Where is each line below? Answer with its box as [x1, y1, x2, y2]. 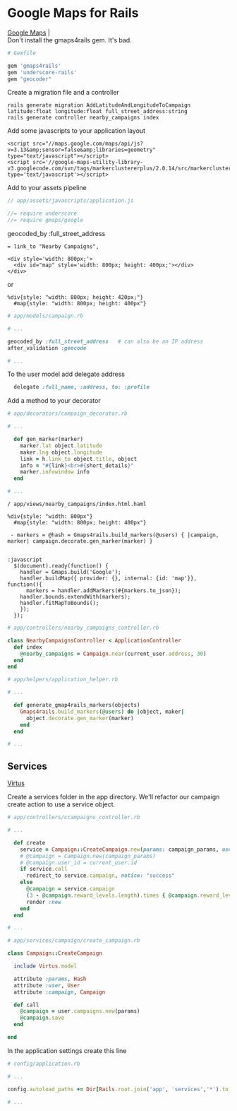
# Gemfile [7, 49, 37, 57]
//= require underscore [7, 210, 78, 217]
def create [13, 839, 46, 846]
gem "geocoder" [7, 76, 52, 83]
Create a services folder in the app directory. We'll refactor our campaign [7, 793, 220, 801]
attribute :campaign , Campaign [13, 988, 106, 996]
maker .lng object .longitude [20, 449, 102, 456]
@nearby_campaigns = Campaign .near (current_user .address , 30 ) [20, 650, 207, 657]
